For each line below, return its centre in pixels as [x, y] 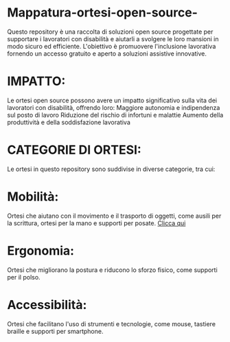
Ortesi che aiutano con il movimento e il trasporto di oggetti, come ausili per [114, 216]
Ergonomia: [41, 250]
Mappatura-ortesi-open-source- [102, 13]
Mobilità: [33, 196]
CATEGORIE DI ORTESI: [74, 150]
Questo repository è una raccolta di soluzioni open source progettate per [110, 32]
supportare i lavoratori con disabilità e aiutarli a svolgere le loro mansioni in [113, 38]
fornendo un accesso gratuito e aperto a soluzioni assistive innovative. [107, 54]
